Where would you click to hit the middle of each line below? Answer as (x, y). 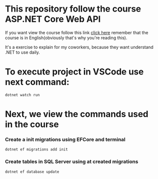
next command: (37, 82)
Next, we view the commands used (77, 114)
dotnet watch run (22, 95)
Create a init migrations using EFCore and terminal (65, 139)
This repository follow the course (73, 9)
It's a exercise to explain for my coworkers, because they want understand (79, 47)
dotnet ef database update (32, 172)
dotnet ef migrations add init (36, 149)
